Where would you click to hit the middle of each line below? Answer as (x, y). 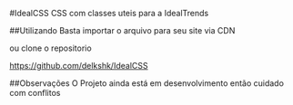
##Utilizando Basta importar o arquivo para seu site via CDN (122, 30)
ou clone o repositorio (51, 48)
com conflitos (35, 93)
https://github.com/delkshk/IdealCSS (79, 66)
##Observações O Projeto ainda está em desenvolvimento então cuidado (147, 83)
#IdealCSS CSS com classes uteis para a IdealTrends (109, 13)
